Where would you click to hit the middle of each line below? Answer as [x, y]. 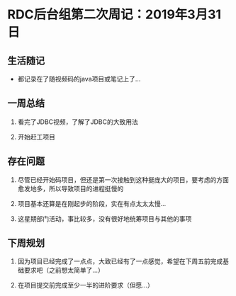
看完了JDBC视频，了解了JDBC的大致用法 [78, 122]
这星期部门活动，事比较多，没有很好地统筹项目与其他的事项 [105, 218]
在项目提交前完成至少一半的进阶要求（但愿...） [85, 285]
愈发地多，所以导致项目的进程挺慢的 [71, 188]
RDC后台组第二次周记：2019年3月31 [114, 15]
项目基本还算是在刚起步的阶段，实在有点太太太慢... [92, 203]
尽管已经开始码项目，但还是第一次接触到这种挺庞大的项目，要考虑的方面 [123, 180]
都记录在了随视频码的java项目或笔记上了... [79, 79]
